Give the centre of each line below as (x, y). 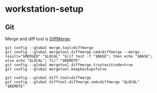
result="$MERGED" (23, 56)
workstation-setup (44, 9)
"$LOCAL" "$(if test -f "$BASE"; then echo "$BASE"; (98, 56)
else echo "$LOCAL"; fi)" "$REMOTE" (43, 61)
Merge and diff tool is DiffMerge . (38, 39)
